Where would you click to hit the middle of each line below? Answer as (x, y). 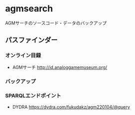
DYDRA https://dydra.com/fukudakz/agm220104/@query (71, 107)
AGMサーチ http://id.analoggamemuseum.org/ (60, 67)
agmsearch (29, 9)
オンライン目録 (23, 56)
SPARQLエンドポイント (33, 96)
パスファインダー (31, 40)
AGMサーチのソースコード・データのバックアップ (56, 23)
